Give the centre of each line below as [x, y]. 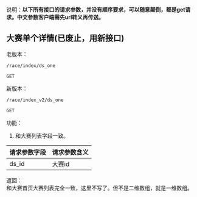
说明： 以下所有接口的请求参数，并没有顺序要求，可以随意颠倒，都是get [96, 9]
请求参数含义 [71, 152]
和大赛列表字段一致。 [42, 135]
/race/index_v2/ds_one [35, 100]
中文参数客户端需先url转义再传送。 [60, 17]
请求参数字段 [28, 152]
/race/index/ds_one [31, 66]
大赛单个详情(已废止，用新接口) [65, 38]
